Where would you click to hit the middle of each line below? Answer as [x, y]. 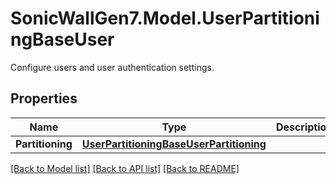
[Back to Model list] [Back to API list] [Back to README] [125, 168]
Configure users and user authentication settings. [112, 67]
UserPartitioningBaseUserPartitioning [174, 144]
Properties [44, 98]
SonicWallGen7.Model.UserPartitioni [165, 18]
